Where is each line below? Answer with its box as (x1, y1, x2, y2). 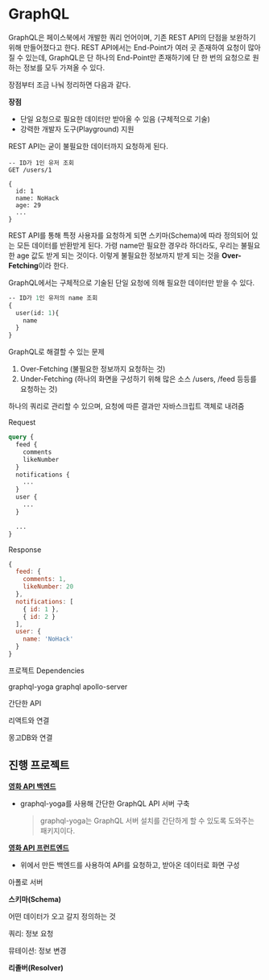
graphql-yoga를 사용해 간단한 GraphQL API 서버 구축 (19, 799, 190, 808)
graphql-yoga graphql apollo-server (8, 682, 128, 691)
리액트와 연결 (8, 715, 50, 725)
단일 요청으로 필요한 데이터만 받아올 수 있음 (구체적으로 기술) (19, 114, 211, 123)
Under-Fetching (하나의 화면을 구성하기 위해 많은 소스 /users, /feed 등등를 (19, 374, 257, 384)
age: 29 (15, 201, 42, 210)
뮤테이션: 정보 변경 (8, 945, 67, 955)
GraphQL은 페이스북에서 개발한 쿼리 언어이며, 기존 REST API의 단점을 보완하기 (8, 32, 256, 42)
